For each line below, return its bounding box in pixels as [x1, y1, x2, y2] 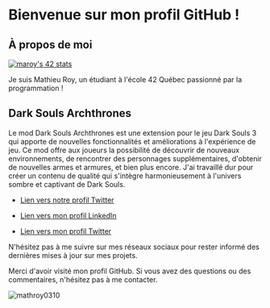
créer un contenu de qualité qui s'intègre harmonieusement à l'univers [8, 171, 242, 181]
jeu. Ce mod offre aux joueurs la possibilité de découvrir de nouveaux [8, 145, 240, 155]
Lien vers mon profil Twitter [19, 226, 112, 235]
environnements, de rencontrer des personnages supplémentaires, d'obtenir [8, 153, 262, 163]
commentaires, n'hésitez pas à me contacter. [8, 274, 158, 284]
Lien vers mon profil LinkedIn [19, 210, 117, 220]
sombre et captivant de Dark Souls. [8, 179, 126, 189]
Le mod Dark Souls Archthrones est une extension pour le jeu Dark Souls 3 [8, 127, 257, 138]
